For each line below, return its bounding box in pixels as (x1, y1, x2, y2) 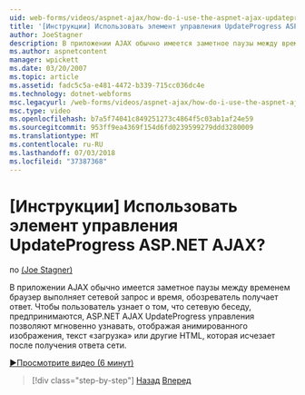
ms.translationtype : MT (9, 132, 100, 141)
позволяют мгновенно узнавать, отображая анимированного (9, 321, 248, 331)
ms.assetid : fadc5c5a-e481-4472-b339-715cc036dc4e (9, 81, 205, 90)
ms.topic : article (9, 73, 79, 82)
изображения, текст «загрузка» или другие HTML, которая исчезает (9, 331, 276, 341)
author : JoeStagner (9, 30, 84, 39)
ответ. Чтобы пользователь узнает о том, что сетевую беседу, (9, 301, 251, 312)
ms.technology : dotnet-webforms (9, 89, 132, 98)
